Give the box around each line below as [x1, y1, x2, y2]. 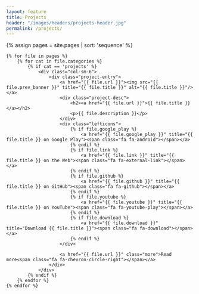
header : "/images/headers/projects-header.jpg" [6, 20, 127, 26]
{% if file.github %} [70, 174, 124, 180]
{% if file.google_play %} [70, 126, 137, 132]
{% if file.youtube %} [70, 194, 127, 200]
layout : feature [6, 8, 46, 15]
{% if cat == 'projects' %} [27, 64, 97, 70]
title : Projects [6, 14, 46, 20]
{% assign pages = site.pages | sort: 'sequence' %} [6, 42, 133, 49]
